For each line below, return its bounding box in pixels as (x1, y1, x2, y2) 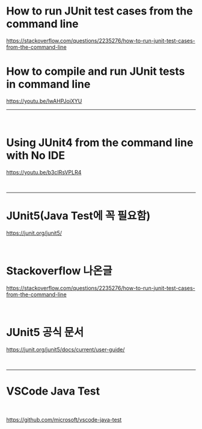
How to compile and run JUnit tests (6, 65, 185, 78)
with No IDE (6, 149, 66, 162)
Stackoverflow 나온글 (6, 264, 112, 278)
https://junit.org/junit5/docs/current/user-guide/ (6, 346, 125, 353)
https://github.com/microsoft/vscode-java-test (6, 416, 122, 423)
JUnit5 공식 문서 (6, 325, 84, 339)
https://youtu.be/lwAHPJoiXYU (6, 97, 82, 104)
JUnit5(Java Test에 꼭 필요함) (6, 209, 151, 223)
